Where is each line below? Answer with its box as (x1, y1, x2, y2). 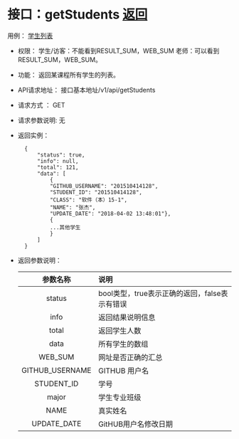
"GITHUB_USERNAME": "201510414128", (49, 182, 159, 189)
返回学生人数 (98, 325, 142, 335)
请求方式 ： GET (17, 100, 65, 109)
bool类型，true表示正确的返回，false (98, 288, 221, 298)
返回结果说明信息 (98, 312, 156, 322)
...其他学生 (49, 223, 81, 231)
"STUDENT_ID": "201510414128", (49, 189, 142, 196)
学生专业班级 (98, 392, 142, 402)
